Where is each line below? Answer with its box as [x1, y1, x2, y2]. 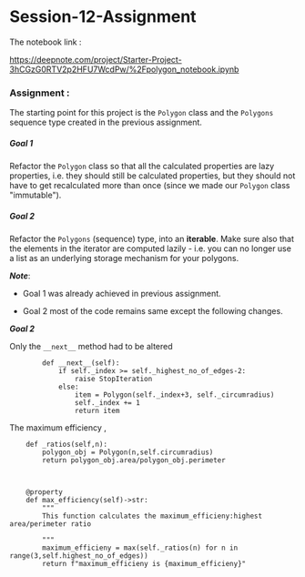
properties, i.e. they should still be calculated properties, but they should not [9, 170, 296, 181]
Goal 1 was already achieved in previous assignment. [22, 288, 221, 299]
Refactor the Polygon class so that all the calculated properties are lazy [9, 161, 275, 172]
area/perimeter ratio [9, 520, 92, 529]
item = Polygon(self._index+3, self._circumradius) [74, 390, 275, 400]
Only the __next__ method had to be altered [9, 341, 173, 352]
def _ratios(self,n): [25, 440, 107, 450]
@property [25, 488, 64, 497]
